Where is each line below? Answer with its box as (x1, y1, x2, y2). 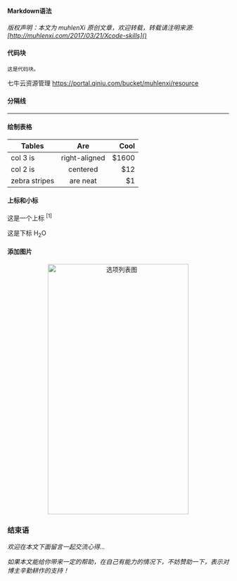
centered (68, 164, 98, 174)
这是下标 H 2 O (7, 228, 47, 239)
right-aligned (60, 152, 105, 162)
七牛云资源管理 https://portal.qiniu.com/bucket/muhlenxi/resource (7, 79, 199, 87)
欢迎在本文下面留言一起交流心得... (7, 542, 105, 551)
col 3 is (11, 152, 35, 162)
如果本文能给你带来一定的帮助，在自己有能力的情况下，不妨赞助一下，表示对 (7, 557, 229, 565)
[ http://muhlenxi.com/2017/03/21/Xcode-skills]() (7, 32, 148, 40)
